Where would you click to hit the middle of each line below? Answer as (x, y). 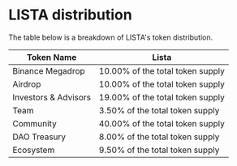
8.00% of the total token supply (159, 137)
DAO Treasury (39, 137)
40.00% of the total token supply (162, 123)
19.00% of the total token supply (162, 97)
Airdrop (27, 84)
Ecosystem (34, 150)
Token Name (52, 57)
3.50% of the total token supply (159, 110)
